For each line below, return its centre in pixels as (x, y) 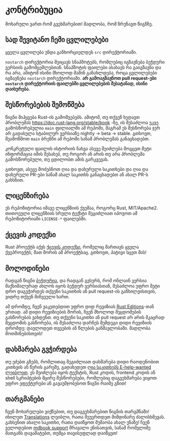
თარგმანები (25, 399)
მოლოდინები (27, 268)
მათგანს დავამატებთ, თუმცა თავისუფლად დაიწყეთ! (61, 433)
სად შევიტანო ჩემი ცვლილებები (57, 40)
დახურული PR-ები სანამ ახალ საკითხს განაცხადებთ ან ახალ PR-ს (77, 175)
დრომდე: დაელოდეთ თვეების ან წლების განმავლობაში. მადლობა (78, 328)
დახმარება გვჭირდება (41, 349)
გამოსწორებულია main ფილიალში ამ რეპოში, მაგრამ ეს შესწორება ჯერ (83, 128)
